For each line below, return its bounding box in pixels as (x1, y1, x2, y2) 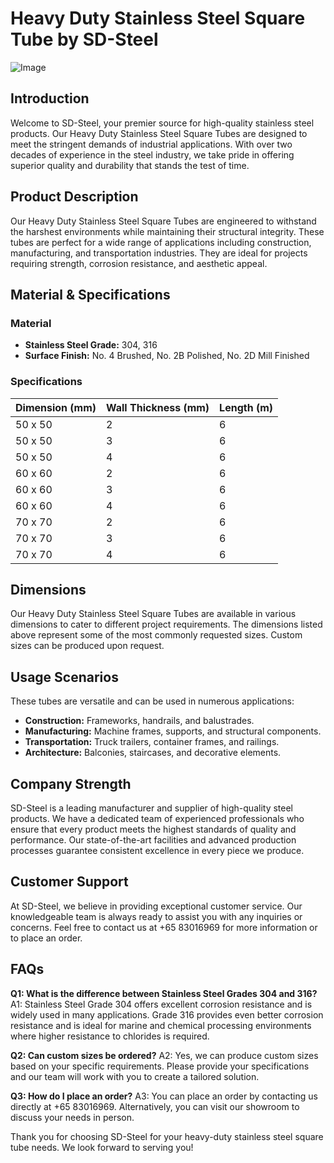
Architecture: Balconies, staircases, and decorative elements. (24, 747, 282, 759)
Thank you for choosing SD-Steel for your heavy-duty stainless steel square (10, 1130, 324, 1142)
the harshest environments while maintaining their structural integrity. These (10, 225, 325, 237)
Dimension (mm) (15, 400, 97, 414)
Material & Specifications (10, 286, 171, 303)
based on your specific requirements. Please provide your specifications (10, 1060, 310, 1072)
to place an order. (10, 932, 83, 944)
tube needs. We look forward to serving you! (10, 1141, 194, 1153)
